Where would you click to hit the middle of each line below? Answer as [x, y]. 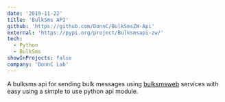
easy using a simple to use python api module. [73, 91]
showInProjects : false [39, 58]
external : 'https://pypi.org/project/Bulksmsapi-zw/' [86, 33]
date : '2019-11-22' [35, 13]
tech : [15, 39]
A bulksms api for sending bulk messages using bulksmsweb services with [113, 84]
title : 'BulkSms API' [38, 20]
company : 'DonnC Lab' [38, 64]
